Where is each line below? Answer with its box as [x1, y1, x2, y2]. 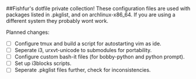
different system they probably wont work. [6, 18, 109, 24]
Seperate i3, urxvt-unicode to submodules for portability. [14, 47, 152, 54]
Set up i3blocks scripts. [14, 60, 72, 67]
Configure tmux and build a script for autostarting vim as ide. [14, 40, 162, 47]
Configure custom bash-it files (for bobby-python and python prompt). [14, 53, 185, 60]
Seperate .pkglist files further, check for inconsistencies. [14, 67, 151, 74]
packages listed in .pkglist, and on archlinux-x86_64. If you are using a [6, 11, 176, 18]
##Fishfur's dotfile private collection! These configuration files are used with [6, 5, 191, 12]
